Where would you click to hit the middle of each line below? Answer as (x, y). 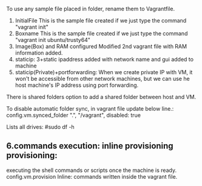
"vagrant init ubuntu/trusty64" (53, 40)
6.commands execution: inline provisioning (90, 146)
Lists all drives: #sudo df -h (40, 127)
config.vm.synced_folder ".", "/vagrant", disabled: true (74, 115)
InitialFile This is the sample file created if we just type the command (101, 20)
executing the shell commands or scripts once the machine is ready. (92, 170)
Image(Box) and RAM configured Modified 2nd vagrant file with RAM (101, 46)
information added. (39, 53)
